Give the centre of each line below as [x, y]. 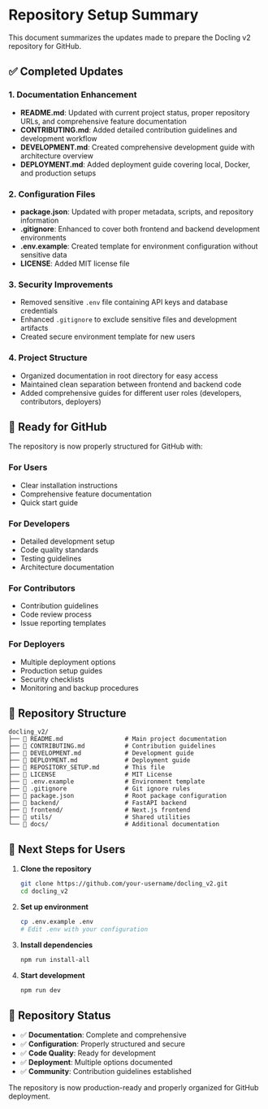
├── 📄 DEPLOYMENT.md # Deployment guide [99, 760]
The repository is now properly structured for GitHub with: [106, 446]
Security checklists [52, 679]
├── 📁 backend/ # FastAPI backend [97, 803]
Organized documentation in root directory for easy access [119, 375]
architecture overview [56, 155]
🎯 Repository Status [60, 1015]
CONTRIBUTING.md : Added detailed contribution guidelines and [129, 130]
